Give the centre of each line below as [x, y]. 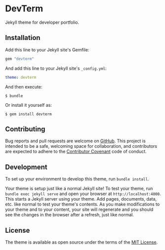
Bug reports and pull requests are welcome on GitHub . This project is [75, 141]
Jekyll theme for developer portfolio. [42, 22]
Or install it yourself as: [28, 105]
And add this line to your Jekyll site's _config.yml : [56, 68]
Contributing [25, 129]
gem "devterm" [20, 59]
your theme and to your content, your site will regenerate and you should [79, 209]
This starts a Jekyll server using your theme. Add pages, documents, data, [81, 199]
